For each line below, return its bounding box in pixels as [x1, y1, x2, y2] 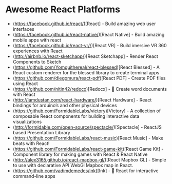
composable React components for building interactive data [12, 113, 140, 119]
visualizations [12, 118, 42, 125]
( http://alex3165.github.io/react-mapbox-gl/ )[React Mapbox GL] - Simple [12, 156, 166, 162]
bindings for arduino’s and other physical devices [12, 102, 117, 108]
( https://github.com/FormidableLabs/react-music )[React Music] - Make [12, 135, 164, 141]
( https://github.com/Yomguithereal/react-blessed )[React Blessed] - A [12, 64, 160, 70]
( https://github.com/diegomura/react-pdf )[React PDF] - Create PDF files [12, 75, 166, 81]
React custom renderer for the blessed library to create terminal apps [12, 69, 160, 75]
